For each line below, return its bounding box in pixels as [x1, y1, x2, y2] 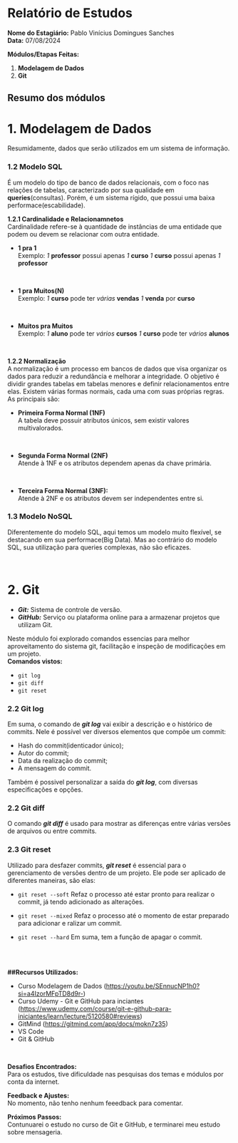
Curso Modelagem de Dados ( [17, 981, 107, 990]
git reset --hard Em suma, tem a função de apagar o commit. [17, 932, 203, 941]
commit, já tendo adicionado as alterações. [17, 897, 145, 906]
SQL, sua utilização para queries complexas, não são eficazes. [7, 543, 192, 552]
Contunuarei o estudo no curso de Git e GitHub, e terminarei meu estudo [7, 1120, 221, 1129]
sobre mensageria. [7, 1127, 63, 1136]
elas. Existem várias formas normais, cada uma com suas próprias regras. [7, 387, 224, 395]
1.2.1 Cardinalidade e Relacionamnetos [7, 214, 124, 223]
